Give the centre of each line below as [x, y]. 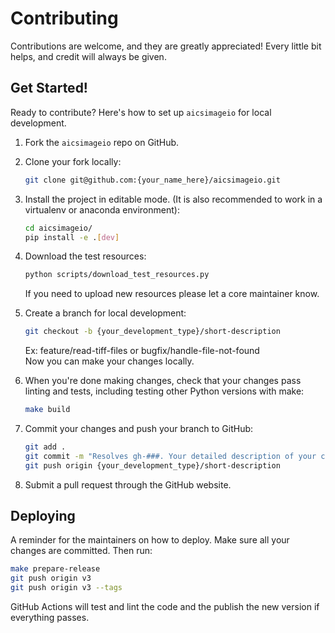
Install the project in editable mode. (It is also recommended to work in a [173, 199]
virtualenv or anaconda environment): [102, 209]
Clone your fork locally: [73, 161]
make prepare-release [55, 569]
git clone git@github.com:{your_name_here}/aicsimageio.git [152, 180]
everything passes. [50, 618]
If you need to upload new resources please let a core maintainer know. [172, 294]
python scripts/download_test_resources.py [117, 275]
